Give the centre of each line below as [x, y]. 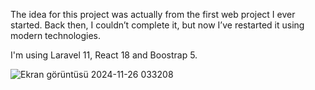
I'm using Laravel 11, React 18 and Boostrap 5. [104, 55]
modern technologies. [55, 35]
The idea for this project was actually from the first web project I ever [153, 14]
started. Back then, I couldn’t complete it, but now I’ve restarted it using [157, 25]
